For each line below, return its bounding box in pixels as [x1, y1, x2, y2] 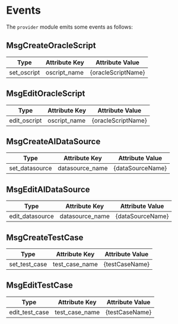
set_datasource [9, 164, 52, 173]
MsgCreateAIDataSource [6, 136, 101, 147]
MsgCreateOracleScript [6, 40, 96, 51]
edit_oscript [9, 116, 42, 124]
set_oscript [9, 68, 40, 76]
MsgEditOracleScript [6, 89, 85, 99]
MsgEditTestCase [6, 281, 73, 291]
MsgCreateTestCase [6, 232, 84, 242]
